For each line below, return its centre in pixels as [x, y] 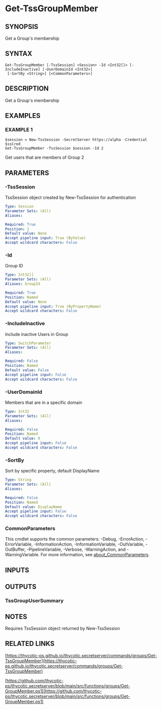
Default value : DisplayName [34, 507]
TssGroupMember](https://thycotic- [41, 661]
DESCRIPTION [27, 89]
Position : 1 [17, 229]
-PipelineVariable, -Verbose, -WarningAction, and [76, 549]
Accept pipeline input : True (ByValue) [46, 238]
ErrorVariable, [19, 544]
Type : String [18, 480]
